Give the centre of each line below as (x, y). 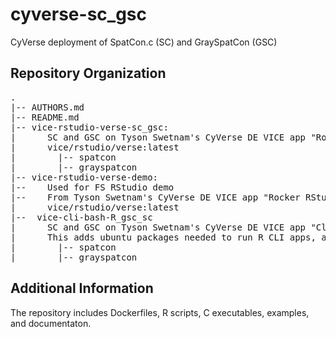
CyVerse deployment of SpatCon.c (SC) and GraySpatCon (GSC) (144, 42)
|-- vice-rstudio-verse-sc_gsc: (89, 127)
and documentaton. (51, 323)
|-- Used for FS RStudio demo (92, 187)
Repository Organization (88, 73)
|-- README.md (45, 117)
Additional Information (82, 288)
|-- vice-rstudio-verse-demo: (84, 177)
